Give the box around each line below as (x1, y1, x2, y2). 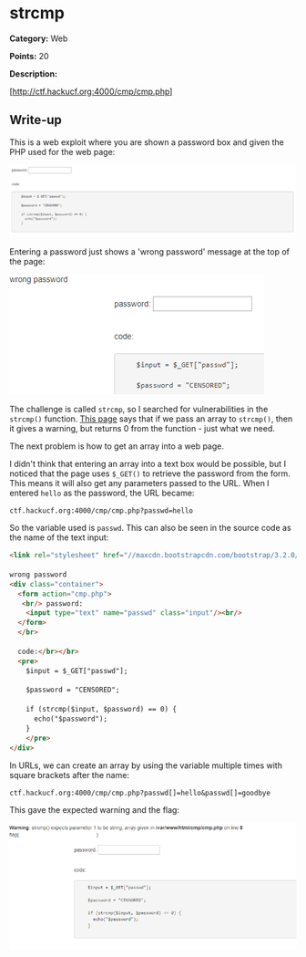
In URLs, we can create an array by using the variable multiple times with (9, 760, 282, 771)
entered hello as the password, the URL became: (9, 487, 195, 499)
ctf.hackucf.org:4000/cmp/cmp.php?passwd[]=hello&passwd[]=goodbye (9, 788, 271, 797)
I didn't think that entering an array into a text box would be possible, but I (9, 459, 287, 470)
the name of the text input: (9, 532, 109, 543)
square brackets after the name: (9, 769, 130, 780)
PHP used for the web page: (9, 146, 116, 157)
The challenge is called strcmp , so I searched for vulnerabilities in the (9, 404, 269, 415)
